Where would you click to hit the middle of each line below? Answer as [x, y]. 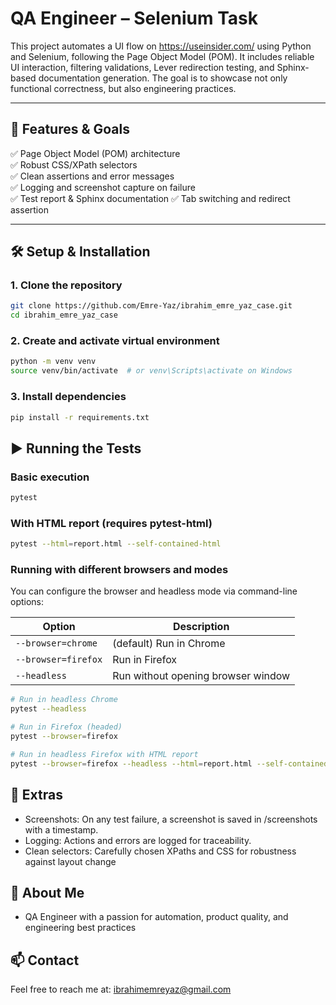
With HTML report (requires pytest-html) [111, 523]
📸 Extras [36, 795]
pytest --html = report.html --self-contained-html [116, 544]
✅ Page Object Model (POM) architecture [95, 153]
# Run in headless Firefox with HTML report [104, 754]
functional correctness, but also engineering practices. [123, 88]
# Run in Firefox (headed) [66, 727]
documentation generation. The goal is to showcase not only [163, 78]
